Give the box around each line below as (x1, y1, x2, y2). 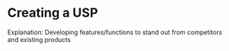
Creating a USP (7, 5, 99, 21)
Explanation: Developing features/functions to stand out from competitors (7, 28, 223, 36)
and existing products (7, 35, 71, 43)
